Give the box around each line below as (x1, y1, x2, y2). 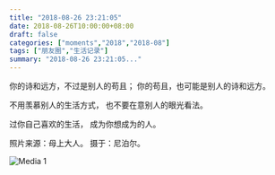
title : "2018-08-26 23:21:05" (9, 13, 123, 22)
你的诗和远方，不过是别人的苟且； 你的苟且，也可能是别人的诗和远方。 (9, 81, 271, 91)
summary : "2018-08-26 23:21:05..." (9, 55, 142, 64)
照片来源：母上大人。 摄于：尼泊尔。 (9, 138, 145, 148)
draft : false (9, 30, 58, 39)
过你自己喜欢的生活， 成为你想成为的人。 (9, 118, 161, 129)
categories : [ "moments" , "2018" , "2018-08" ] (9, 38, 170, 48)
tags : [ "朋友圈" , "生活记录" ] (9, 47, 109, 56)
